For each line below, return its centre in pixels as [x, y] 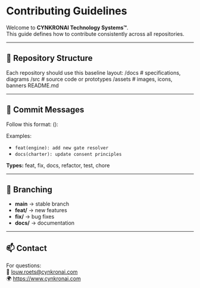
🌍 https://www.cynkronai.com [44, 278]
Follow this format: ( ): [32, 124]
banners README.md [32, 85]
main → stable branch [42, 204]
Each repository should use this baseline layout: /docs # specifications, [93, 72]
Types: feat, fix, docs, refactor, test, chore [58, 165]
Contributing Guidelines [67, 11]
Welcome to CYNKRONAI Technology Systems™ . [68, 27]
